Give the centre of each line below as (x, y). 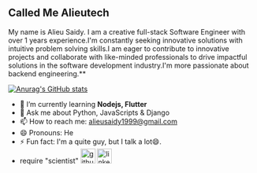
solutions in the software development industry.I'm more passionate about (129, 65)
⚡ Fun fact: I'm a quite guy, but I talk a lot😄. (90, 142)
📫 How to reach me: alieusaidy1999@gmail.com (99, 121)
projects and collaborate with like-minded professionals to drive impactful (128, 57)
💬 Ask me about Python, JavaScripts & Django (95, 112)
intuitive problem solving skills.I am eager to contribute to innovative (119, 48)
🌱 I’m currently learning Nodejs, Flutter (83, 104)
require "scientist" (49, 160)
